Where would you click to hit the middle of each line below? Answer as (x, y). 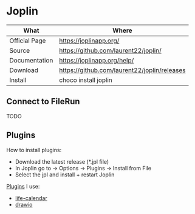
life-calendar (31, 198)
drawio (24, 204)
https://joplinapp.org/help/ (97, 60)
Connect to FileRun (43, 102)
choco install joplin (86, 80)
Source (20, 50)
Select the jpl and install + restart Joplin (65, 175)
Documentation (31, 60)
